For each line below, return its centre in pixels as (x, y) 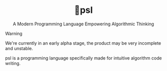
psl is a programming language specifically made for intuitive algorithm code (83, 58)
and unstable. (19, 48)
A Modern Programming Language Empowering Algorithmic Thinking (83, 24)
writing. (13, 63)
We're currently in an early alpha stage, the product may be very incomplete (83, 43)
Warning (14, 33)
